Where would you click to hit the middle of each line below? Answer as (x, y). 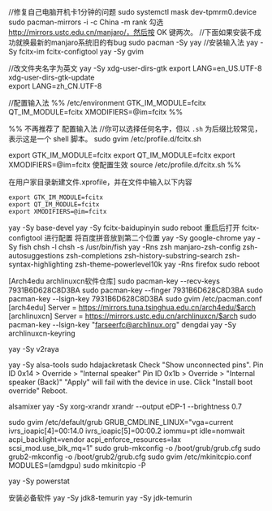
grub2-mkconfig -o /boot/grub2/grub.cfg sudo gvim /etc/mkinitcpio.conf (130, 457)
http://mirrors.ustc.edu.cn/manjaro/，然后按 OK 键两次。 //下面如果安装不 (132, 32)
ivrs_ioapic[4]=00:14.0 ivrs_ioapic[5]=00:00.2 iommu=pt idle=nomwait (127, 431)
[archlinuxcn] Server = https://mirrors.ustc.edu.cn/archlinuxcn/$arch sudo (133, 316)
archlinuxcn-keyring (42, 333)
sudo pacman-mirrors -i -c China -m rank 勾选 (86, 22)
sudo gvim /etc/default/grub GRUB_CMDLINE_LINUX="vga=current (121, 422)
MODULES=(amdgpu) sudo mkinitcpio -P (77, 465)
